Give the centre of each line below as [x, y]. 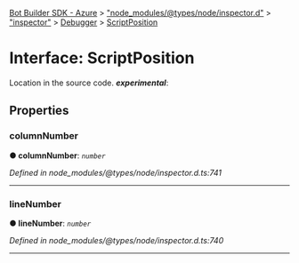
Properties [39, 111]
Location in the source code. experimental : [89, 83]
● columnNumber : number [57, 155]
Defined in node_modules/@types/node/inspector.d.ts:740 [117, 240]
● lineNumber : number [50, 223]
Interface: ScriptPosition [102, 58]
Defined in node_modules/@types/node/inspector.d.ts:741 [116, 172]
